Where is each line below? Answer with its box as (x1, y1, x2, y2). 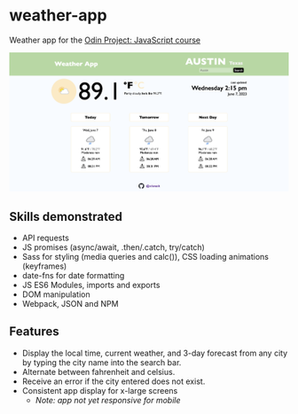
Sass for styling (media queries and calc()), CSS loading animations (21, 252, 269, 262)
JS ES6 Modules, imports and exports (21, 280, 161, 290)
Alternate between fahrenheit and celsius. (21, 366, 176, 377)
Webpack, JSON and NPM (21, 299, 119, 309)
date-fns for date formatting (21, 270, 125, 280)
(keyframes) (21, 261, 67, 271)
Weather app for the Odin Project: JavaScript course (9, 35, 201, 45)
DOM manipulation (21, 289, 90, 300)
